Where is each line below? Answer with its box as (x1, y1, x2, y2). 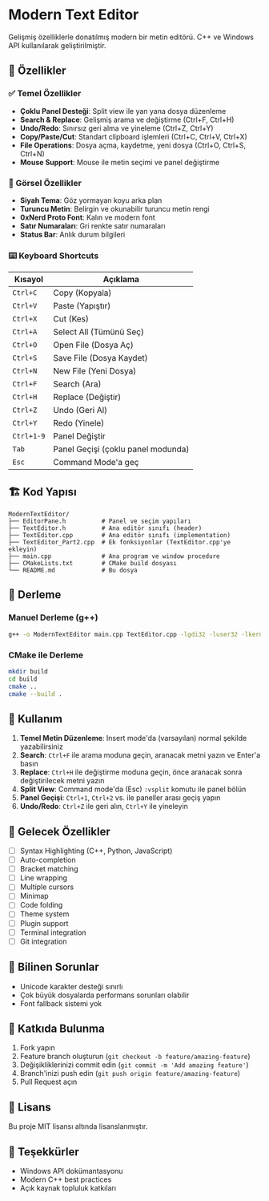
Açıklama (102, 274, 140, 285)
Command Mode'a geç (53, 457, 139, 468)
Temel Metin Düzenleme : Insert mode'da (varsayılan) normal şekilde (19, 734, 247, 743)
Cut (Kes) (53, 313, 90, 325)
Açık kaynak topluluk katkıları (19, 1183, 117, 1192)
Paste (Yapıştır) (53, 301, 111, 312)
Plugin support (19, 918, 69, 928)
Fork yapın (19, 1043, 55, 1053)
